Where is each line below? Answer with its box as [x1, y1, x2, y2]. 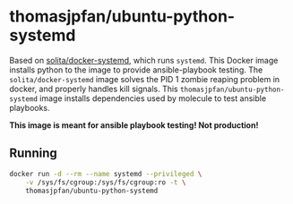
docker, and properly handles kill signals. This [9, 83, 178, 94]
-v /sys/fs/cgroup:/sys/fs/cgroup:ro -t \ [25, 177, 186, 187]
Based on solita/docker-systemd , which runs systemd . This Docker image [9, 55, 279, 65]
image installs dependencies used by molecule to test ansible [39, 92, 267, 104]
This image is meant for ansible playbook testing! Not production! [9, 119, 259, 131]
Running [9, 146, 58, 161]
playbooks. [9, 102, 51, 113]
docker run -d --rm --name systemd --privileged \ [9, 169, 203, 178]
